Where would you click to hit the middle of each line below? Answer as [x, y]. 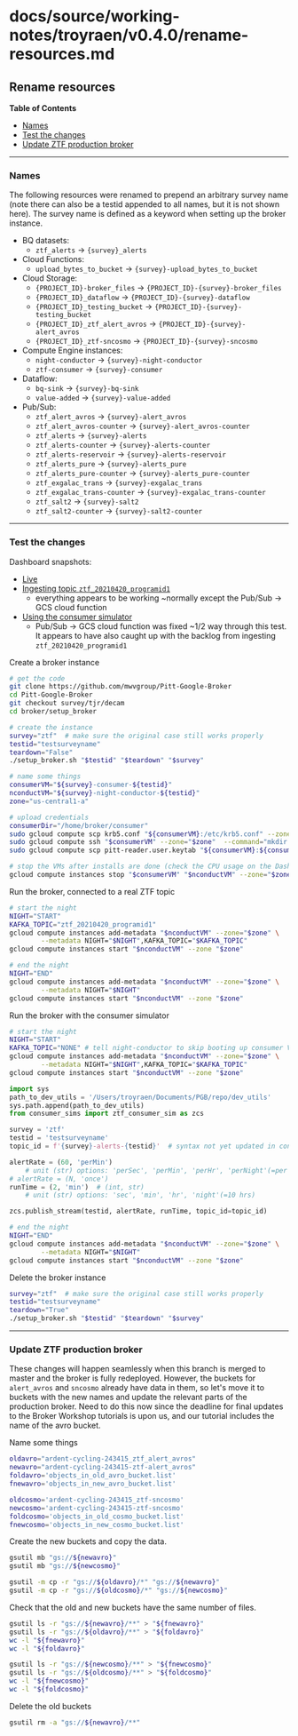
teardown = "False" [41, 753]
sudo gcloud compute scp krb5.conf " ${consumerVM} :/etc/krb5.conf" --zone [150, 834]
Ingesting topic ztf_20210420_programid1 [96, 588]
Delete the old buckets [50, 1706]
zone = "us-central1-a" [49, 801]
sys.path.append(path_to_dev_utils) [77, 1105]
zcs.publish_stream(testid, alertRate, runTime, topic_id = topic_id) [138, 1211]
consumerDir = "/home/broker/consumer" [79, 825]
